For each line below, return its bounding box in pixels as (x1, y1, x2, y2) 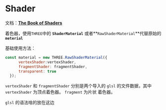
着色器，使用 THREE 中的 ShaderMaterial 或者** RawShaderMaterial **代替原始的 (5, 30, 162, 36)
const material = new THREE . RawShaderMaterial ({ (5, 55, 108, 60)
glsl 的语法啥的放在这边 (5, 100, 55, 106)
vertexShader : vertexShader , (18, 60, 77, 65)
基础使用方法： (5, 45, 36, 51)
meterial (5, 36, 23, 41)
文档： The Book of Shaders (5, 20, 62, 26)
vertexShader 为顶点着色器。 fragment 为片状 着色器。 (5, 89, 115, 95)
